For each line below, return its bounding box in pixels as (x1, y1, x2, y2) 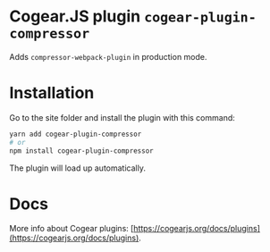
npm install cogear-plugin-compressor (9, 146, 154, 155)
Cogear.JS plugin (9, 6, 141, 27)
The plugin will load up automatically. (9, 163, 146, 173)
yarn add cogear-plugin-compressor (9, 130, 142, 139)
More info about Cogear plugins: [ (9, 223, 134, 234)
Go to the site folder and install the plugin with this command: (9, 112, 235, 122)
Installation (9, 83, 95, 104)
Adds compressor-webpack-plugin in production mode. (9, 51, 207, 62)
